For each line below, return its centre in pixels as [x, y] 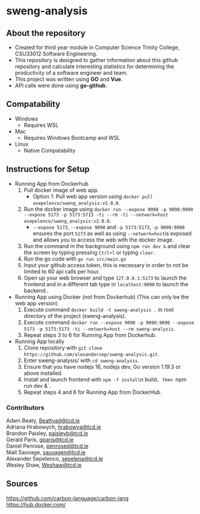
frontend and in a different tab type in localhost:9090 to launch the [106, 284]
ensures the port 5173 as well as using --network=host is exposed [112, 233]
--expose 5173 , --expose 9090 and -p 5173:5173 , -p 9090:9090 [109, 227]
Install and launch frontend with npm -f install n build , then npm [105, 379]
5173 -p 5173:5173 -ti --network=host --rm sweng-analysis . [99, 328]
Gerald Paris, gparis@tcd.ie [40, 439]
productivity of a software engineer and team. [71, 73]
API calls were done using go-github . [61, 85]
